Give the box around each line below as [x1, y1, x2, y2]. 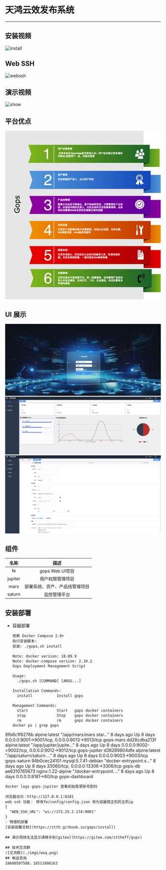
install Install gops [17, 693, 83, 699]
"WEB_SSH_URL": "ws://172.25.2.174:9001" [9, 809, 96, 815]
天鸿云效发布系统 [5, 4, 75, 16]
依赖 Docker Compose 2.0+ [12, 633, 64, 638]
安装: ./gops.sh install [12, 644, 62, 649]
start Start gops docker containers [17, 708, 124, 713]
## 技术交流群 [5, 845, 31, 850]
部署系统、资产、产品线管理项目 [24, 584, 90, 590]
